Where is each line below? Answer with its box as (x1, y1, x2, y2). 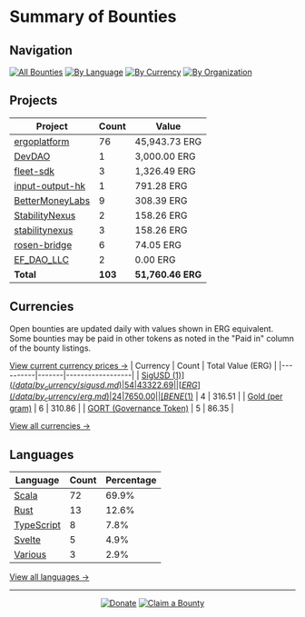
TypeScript (14, 519, 61, 532)
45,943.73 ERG (134, 134, 202, 147)
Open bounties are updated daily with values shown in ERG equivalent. (9, 323, 274, 333)
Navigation (9, 43, 73, 58)
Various (14, 548, 47, 561)
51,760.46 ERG (134, 268, 202, 281)
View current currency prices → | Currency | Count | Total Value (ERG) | (9, 360, 277, 371)
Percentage (105, 474, 157, 487)
